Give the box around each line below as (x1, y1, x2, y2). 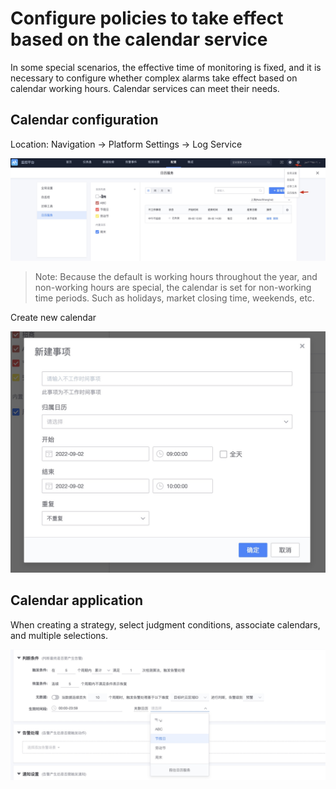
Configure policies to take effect (10, 7, 284, 30)
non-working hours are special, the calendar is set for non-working (34, 282, 312, 294)
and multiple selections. (10, 629, 108, 641)
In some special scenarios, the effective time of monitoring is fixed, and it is (10, 61, 322, 73)
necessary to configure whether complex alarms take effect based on (10, 72, 298, 84)
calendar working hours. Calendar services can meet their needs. (10, 82, 280, 94)
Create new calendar (10, 312, 97, 324)
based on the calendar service (10, 28, 268, 51)
